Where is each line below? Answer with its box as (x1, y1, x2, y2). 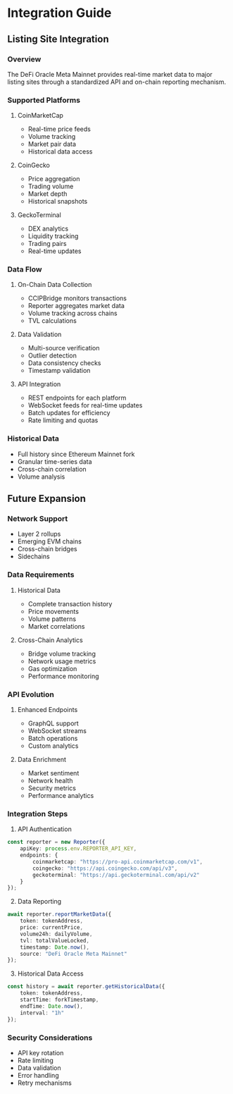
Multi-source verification (27, 344, 100, 352)
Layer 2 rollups (17, 530, 61, 539)
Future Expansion (7, 493, 87, 505)
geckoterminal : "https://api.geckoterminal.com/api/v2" (32, 871, 200, 878)
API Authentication (17, 825, 72, 833)
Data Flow (7, 264, 42, 274)
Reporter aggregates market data (27, 302, 125, 310)
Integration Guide (7, 5, 112, 21)
